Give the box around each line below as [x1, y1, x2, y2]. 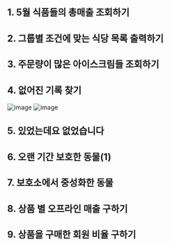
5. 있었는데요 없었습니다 [7, 125, 105, 137]
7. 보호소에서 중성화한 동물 [7, 177, 114, 189]
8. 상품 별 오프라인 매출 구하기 [7, 203, 128, 215]
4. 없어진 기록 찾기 [7, 84, 82, 96]
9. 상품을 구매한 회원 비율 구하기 [7, 229, 137, 240]
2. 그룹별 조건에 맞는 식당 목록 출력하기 [7, 32, 164, 44]
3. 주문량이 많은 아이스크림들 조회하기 [7, 59, 160, 70]
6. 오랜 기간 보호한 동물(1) [7, 151, 111, 162]
